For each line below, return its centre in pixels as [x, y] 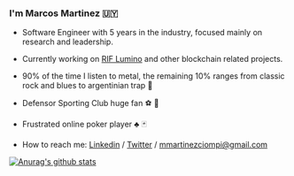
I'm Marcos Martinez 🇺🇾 [64, 13]
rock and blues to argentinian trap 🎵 [87, 86]
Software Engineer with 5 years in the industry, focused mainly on [142, 33]
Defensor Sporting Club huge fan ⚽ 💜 [90, 103]
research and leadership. [67, 42]
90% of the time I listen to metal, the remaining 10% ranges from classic [153, 76]
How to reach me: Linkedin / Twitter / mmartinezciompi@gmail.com [145, 145]
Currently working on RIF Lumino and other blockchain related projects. [152, 59]
